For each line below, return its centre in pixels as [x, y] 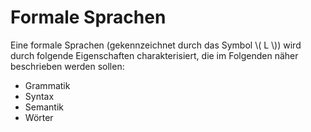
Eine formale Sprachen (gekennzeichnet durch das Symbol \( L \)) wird [156, 45]
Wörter [39, 117]
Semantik [44, 107]
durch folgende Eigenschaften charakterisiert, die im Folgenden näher [154, 55]
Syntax [39, 96]
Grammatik [47, 85]
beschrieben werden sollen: [67, 66]
